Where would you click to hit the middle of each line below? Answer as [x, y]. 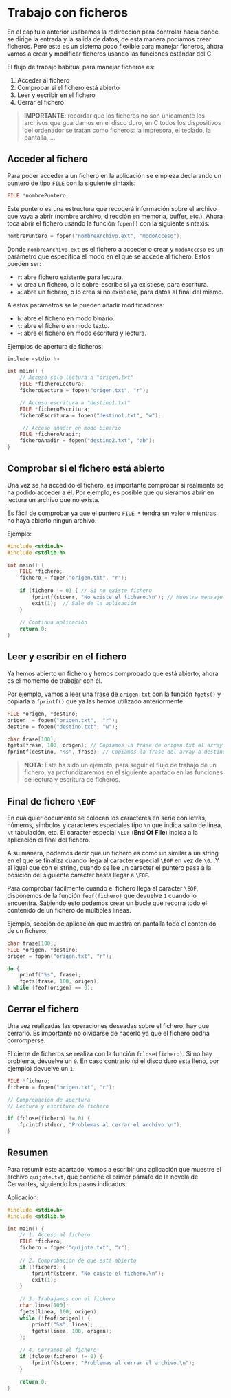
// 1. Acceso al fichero [55, 1235]
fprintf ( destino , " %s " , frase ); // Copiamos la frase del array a [104, 752]
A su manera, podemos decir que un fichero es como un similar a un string [113, 853]
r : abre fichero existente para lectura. [70, 277]
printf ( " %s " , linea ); [63, 1324]
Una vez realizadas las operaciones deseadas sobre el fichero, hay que [108, 1025]
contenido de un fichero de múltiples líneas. [69, 910]
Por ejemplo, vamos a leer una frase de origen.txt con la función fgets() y [114, 694]
